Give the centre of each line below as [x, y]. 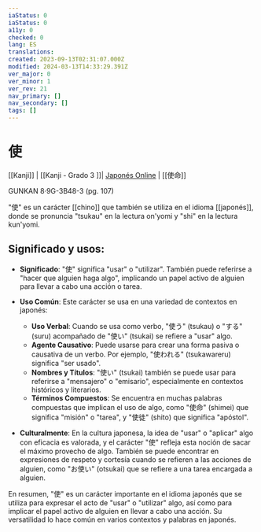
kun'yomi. [24, 224]
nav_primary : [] [35, 96]
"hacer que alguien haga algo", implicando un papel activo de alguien [132, 278]
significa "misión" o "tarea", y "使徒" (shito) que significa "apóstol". [140, 417]
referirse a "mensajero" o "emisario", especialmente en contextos [137, 381]
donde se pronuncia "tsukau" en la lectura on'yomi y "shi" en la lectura [123, 216]
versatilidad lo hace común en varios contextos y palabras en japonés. [122, 519]
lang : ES [22, 45]
